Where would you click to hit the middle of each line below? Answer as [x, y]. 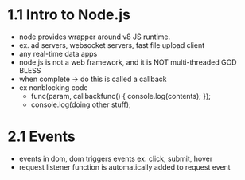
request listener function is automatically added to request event [125, 167]
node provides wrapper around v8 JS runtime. [95, 37]
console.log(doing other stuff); [81, 104]
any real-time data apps [58, 53]
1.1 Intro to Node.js [69, 15]
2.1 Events [42, 137]
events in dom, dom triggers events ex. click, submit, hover [116, 158]
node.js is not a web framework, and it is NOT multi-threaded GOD [128, 62]
